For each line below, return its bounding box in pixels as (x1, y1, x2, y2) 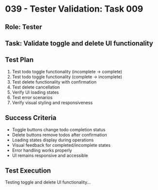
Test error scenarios (12, 94, 53, 100)
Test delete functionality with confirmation (12, 79, 97, 85)
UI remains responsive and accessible (12, 152, 88, 158)
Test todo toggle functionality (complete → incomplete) (12, 74, 123, 80)
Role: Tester (5, 23, 42, 31)
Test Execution (5, 166, 51, 174)
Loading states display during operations (12, 137, 94, 143)
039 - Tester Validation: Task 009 (5, 3, 143, 15)
